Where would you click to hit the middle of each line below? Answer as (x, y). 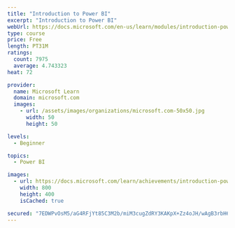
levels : (19, 136)
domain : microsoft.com (47, 98)
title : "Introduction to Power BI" (59, 14)
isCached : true (42, 201)
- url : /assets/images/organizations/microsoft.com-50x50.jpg (112, 111)
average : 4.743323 (41, 66)
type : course (26, 33)
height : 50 (42, 124)
